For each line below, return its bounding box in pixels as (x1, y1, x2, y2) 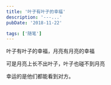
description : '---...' (6, 14, 62, 20)
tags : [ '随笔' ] (6, 30, 42, 36)
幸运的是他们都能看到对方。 (6, 73, 74, 80)
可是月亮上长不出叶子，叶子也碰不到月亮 (6, 60, 105, 67)
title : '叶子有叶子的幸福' (6, 8, 66, 15)
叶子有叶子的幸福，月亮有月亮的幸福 (6, 48, 95, 55)
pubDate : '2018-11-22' (6, 20, 62, 26)
